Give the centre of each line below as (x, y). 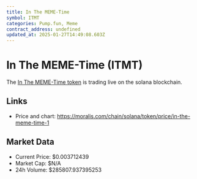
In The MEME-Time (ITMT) (75, 65)
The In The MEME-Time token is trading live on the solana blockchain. (94, 82)
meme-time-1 (32, 123)
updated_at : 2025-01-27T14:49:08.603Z (56, 35)
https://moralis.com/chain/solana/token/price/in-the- (124, 116)
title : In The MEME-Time (38, 12)
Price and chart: (35, 116)
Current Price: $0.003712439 (52, 156)
